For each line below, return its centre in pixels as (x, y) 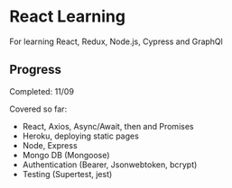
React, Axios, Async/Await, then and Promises (108, 126)
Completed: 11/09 (42, 91)
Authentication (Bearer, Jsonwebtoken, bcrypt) (110, 165)
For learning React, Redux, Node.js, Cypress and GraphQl (116, 41)
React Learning (68, 17)
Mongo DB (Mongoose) (66, 155)
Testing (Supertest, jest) (67, 174)
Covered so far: (38, 109)
